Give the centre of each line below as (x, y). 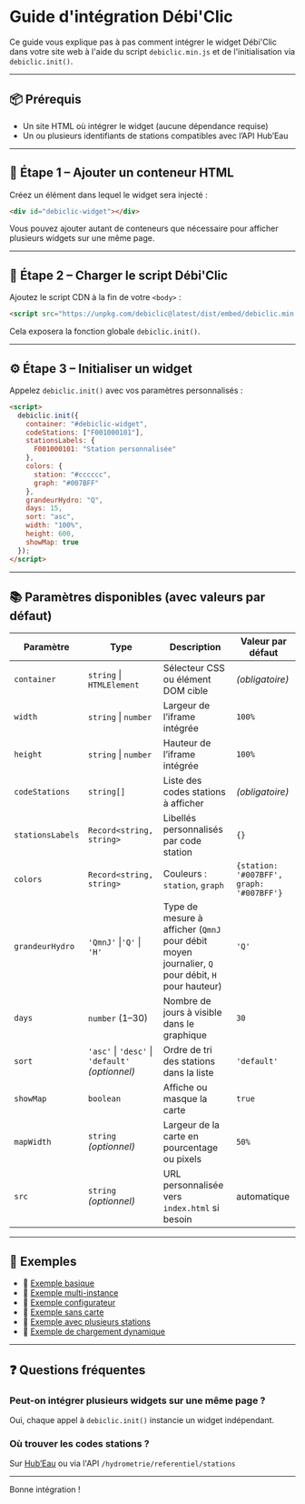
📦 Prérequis (45, 100)
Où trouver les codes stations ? (79, 1443)
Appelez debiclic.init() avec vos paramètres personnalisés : (126, 390)
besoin (177, 1219)
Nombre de (187, 1001)
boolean (104, 1099)
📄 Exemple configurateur (69, 1303)
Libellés (180, 818)
